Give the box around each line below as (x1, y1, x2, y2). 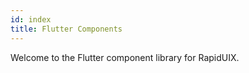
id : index (10, 14, 52, 25)
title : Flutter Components (10, 24, 123, 34)
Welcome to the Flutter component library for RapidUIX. (10, 51, 240, 63)
